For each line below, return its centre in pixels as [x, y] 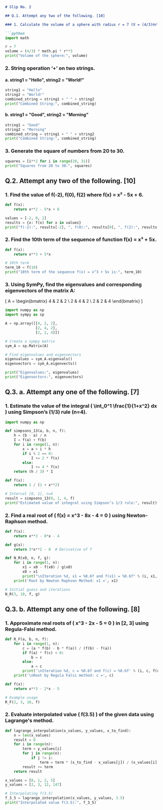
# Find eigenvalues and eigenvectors [43, 355]
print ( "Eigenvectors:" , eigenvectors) [44, 377]
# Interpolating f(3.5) [29, 793]
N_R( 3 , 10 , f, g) [23, 594]
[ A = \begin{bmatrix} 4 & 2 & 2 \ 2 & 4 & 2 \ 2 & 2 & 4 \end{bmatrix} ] [74, 301]
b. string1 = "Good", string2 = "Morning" [47, 115]
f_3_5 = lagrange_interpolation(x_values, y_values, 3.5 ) [65, 798]
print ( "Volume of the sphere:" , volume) [47, 56]
